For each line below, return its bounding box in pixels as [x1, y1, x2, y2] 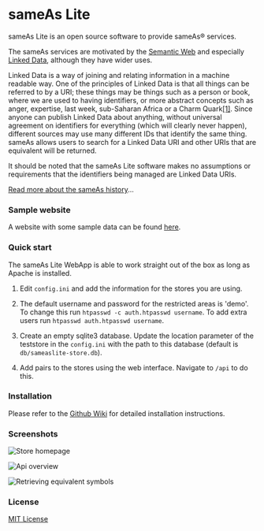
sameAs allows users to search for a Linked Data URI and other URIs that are [8, 137, 257, 147]
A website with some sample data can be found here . [8, 222, 181, 232]
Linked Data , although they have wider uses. [8, 55, 153, 65]
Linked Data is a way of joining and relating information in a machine [8, 70, 230, 80]
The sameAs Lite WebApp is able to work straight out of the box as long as [8, 260, 251, 269]
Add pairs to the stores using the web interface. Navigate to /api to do [19, 362, 248, 372]
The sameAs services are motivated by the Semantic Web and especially [8, 46, 244, 56]
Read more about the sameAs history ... [8, 184, 134, 194]
